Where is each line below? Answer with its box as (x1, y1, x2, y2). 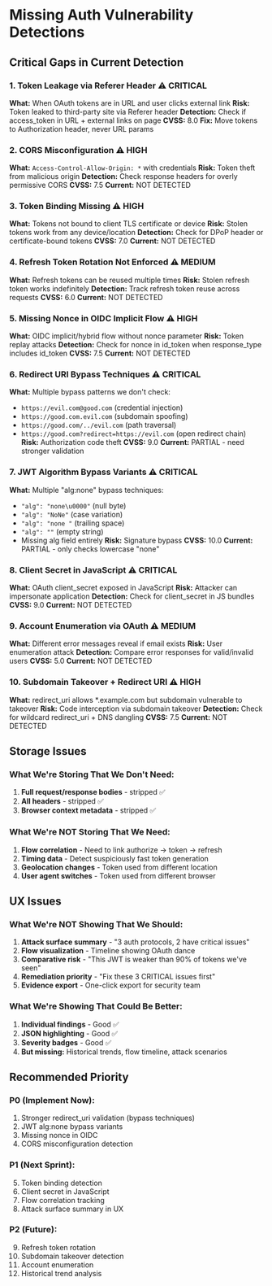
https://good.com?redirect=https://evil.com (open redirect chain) (20, 429, 247, 438)
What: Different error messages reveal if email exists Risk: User (9, 639, 223, 648)
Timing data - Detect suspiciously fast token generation (20, 853, 209, 863)
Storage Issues (9, 744, 88, 758)
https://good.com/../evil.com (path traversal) (20, 421, 177, 430)
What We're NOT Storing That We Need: (9, 826, 171, 838)
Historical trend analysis (20, 1268, 102, 1278)
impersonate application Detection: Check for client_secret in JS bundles (9, 591, 255, 601)
